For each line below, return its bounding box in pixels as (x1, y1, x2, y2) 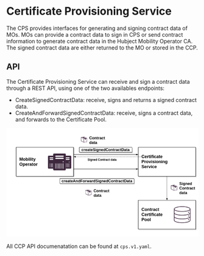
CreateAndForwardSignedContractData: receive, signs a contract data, (15, 109, 193, 117)
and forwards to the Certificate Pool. (15, 115, 107, 123)
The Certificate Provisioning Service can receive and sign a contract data (6, 78, 190, 85)
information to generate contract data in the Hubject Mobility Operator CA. (6, 37, 193, 45)
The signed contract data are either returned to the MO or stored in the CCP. (6, 44, 198, 51)
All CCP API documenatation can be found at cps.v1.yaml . (6, 243, 152, 250)
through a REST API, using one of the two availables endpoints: (6, 84, 165, 92)
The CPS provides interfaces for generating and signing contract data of (6, 24, 188, 32)
